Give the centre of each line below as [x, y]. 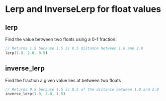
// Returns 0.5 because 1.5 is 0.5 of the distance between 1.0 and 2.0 [82, 89]
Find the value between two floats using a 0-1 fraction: [61, 39]
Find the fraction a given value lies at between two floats [63, 80]
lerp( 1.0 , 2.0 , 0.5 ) [27, 53]
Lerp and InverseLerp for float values [83, 9]
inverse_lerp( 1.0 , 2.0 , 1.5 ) [35, 94]
